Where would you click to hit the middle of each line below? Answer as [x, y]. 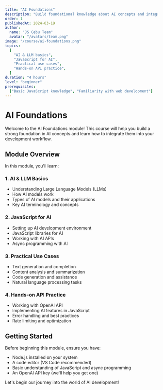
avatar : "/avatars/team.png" [39, 37]
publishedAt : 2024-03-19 [30, 23]
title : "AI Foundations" [30, 9]
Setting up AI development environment [52, 228]
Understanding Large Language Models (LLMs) [59, 189]
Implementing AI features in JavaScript [51, 311]
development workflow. [28, 139]
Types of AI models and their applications [54, 200]
